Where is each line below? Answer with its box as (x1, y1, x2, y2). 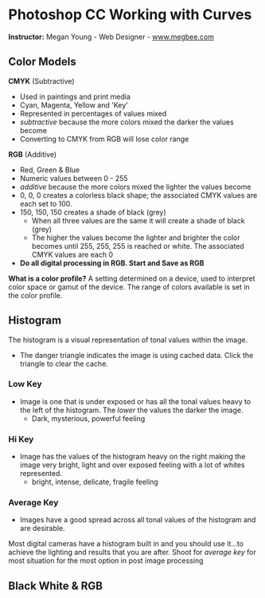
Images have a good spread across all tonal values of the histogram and (19, 515, 256, 525)
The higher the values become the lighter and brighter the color (31, 233, 240, 242)
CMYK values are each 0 (31, 250, 114, 259)
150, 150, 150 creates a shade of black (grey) (19, 207, 166, 217)
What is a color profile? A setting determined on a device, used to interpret (8, 273, 255, 283)
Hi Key (8, 433, 34, 444)
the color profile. (8, 290, 63, 300)
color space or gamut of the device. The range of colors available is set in (8, 281, 251, 292)
